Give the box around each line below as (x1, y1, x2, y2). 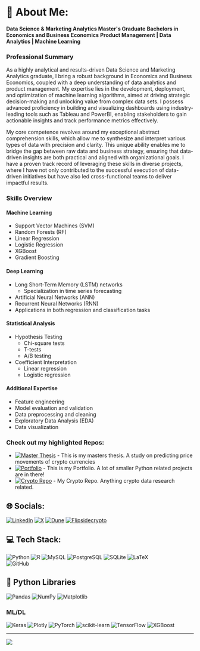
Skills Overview (6, 194, 52, 202)
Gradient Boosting (14, 254, 60, 261)
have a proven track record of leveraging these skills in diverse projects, (6, 161, 183, 168)
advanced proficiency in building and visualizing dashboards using (6, 104, 170, 112)
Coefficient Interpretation (14, 358, 77, 366)
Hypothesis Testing (14, 333, 62, 340)
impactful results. (6, 179, 49, 187)
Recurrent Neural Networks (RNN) (14, 300, 99, 307)
